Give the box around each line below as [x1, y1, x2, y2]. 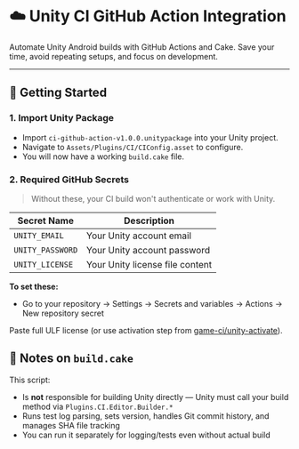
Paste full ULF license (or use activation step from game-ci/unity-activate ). [9, 325, 283, 335]
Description [124, 214, 175, 227]
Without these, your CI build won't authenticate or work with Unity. [30, 193, 276, 204]
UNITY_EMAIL [13, 230, 65, 240]
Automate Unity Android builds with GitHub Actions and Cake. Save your [9, 41, 275, 52]
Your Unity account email [85, 229, 192, 242]
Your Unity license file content [85, 258, 212, 270]
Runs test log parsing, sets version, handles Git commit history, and [21, 410, 270, 421]
